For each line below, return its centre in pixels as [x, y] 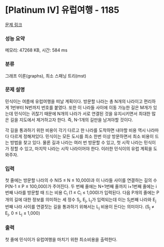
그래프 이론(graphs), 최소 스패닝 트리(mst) [46, 76]
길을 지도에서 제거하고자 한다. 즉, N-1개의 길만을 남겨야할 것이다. [71, 120]
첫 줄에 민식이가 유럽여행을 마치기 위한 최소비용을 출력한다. [61, 239]
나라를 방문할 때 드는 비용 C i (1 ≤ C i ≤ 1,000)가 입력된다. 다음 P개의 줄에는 [85, 193]
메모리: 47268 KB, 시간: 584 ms [36, 50]
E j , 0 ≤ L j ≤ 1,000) [23, 213]
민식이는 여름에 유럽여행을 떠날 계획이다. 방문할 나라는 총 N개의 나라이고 [74, 101]
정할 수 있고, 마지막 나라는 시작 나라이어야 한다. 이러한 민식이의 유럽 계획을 [81, 148]
